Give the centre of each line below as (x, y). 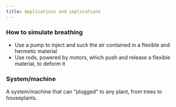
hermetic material (36, 51)
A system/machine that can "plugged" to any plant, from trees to (84, 92)
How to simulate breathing (45, 32)
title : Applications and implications (53, 11)
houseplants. (22, 98)
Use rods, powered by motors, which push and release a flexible (92, 57)
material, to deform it (40, 63)
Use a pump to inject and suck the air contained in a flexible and (92, 45)
